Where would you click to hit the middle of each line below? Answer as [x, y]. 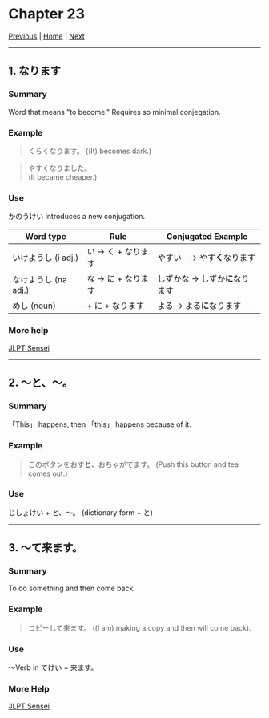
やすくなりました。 [60, 168]
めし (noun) [34, 306]
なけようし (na [40, 280]
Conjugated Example [207, 237]
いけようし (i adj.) [45, 258]
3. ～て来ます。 [43, 548]
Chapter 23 [47, 14]
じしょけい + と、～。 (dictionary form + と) [81, 512]
